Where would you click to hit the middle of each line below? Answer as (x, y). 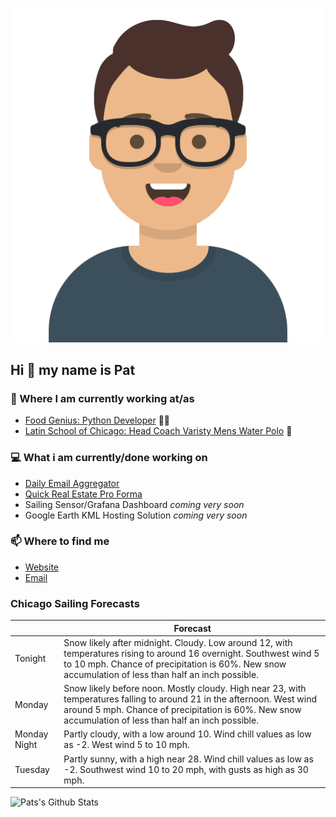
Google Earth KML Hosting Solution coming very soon (136, 515)
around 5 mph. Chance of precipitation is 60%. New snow (182, 710)
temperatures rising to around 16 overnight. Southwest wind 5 (191, 653)
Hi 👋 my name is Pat (73, 369)
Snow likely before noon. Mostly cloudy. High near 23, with (185, 689)
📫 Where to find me (60, 541)
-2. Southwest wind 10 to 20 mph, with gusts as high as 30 (186, 769)
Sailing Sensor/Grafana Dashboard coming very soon (134, 504)
